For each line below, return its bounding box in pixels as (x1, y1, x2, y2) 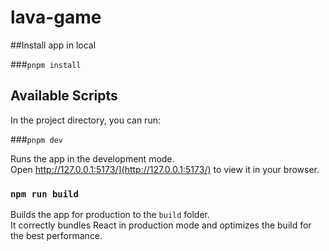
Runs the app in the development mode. (10, 152, 175, 165)
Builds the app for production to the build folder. (10, 209, 211, 221)
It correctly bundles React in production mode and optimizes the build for (10, 219, 312, 231)
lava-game (10, 6, 102, 29)
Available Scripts (10, 87, 118, 105)
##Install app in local (10, 39, 97, 51)
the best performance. (10, 230, 103, 242)
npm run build (10, 188, 79, 200)
